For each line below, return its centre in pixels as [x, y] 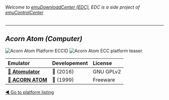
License [102, 63]
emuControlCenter [24, 12]
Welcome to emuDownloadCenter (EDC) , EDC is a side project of [72, 7]
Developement [70, 63]
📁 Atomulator [24, 72]
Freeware [104, 80]
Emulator [19, 63]
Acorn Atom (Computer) [44, 38]
